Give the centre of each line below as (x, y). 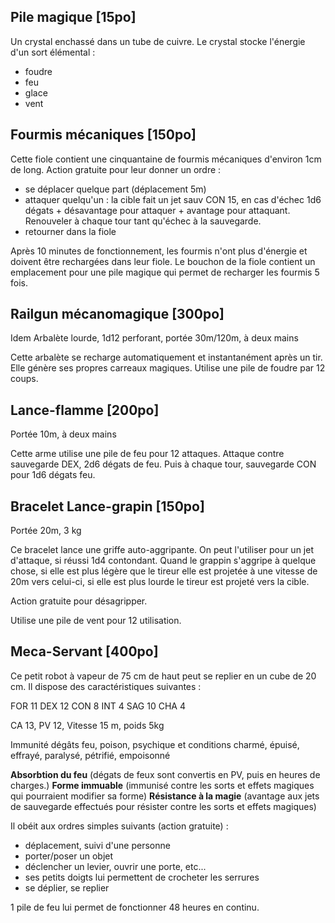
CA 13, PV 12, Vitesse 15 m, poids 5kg (87, 725)
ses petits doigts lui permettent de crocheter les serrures (142, 877)
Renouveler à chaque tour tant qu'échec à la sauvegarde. (143, 221)
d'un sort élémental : (53, 52)
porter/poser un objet (69, 856)
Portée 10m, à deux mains (63, 434)
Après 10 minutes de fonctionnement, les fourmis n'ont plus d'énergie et (159, 251)
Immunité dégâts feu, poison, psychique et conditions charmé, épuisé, (155, 744)
